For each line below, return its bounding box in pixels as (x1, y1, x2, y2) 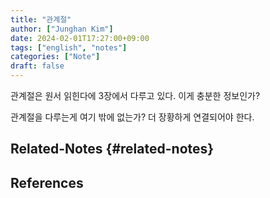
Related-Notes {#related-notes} (10, 141, 215, 158)
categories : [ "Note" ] (10, 52, 101, 62)
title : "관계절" (10, 14, 72, 25)
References (10, 174, 84, 191)
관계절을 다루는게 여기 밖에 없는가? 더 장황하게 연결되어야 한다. (10, 111, 255, 123)
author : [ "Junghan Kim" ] (10, 24, 114, 34)
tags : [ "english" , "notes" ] (10, 42, 128, 53)
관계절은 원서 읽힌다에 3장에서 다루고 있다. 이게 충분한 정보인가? (10, 90, 261, 101)
